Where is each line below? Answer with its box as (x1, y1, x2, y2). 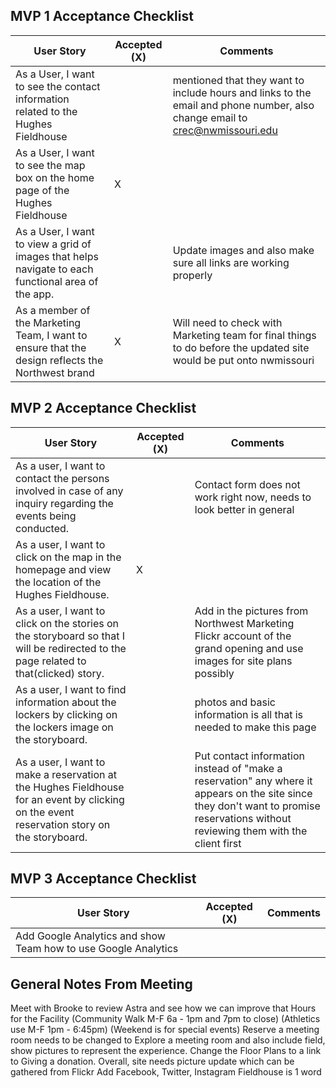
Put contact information (194, 749, 305, 763)
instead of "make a (194, 761, 283, 775)
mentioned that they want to (172, 73, 305, 87)
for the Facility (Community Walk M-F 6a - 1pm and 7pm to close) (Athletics (10, 1013, 321, 1025)
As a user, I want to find (15, 682, 127, 696)
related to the (15, 104, 78, 118)
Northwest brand (15, 365, 95, 379)
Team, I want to (15, 328, 88, 342)
